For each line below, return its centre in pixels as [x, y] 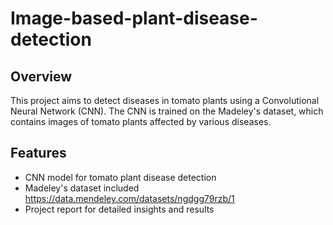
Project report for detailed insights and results [119, 209]
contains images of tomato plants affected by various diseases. [141, 121]
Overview [41, 76]
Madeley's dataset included [82, 188]
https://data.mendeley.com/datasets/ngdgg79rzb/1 [129, 198]
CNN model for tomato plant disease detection [120, 177]
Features [38, 153]
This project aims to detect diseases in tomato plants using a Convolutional [165, 100]
